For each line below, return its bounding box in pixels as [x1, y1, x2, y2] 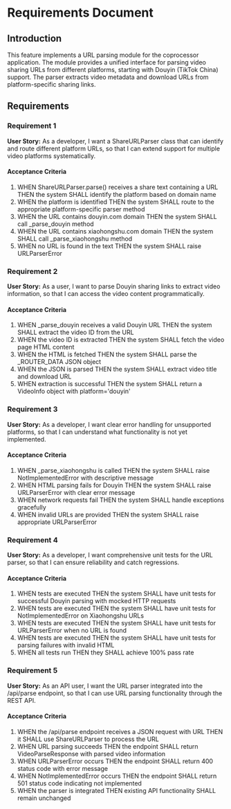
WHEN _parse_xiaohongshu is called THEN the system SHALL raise [17, 466, 210, 474]
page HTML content [17, 343, 75, 351]
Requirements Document [7, 5, 154, 21]
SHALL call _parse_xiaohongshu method [17, 234, 133, 243]
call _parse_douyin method [17, 220, 95, 228]
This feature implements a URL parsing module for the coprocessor [7, 51, 199, 59]
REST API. [7, 696, 36, 704]
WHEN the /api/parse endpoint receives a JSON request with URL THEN [17, 727, 223, 736]
